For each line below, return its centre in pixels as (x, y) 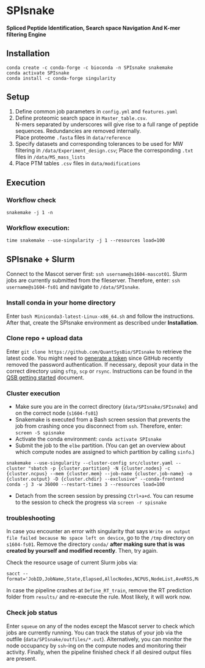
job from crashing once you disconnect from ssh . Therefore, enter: (99, 426)
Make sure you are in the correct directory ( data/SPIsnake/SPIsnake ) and (106, 407)
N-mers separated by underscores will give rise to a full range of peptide (107, 124)
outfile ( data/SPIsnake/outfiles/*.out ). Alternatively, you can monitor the (99, 639)
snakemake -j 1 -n (30, 213)
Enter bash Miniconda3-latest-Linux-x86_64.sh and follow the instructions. (100, 316)
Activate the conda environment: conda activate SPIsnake (88, 439)
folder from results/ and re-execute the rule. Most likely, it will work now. (99, 597)
